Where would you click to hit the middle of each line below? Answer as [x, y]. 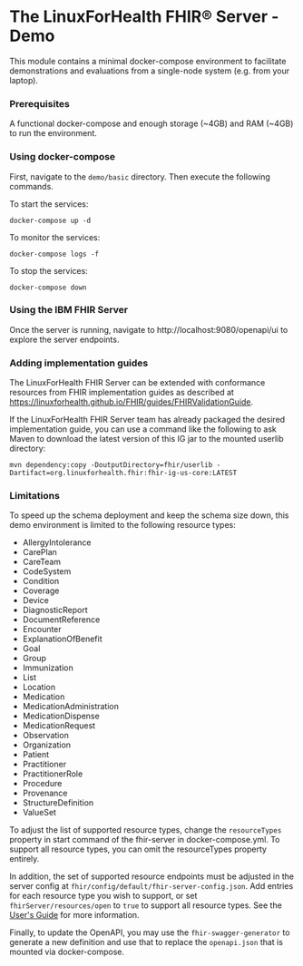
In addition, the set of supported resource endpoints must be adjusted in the [152, 876]
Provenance [45, 793]
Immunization [48, 668]
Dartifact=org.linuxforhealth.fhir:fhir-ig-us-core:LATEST [123, 473]
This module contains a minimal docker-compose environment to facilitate [148, 61]
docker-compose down [49, 288]
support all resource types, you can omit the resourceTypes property [138, 849]
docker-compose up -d [50, 220]
